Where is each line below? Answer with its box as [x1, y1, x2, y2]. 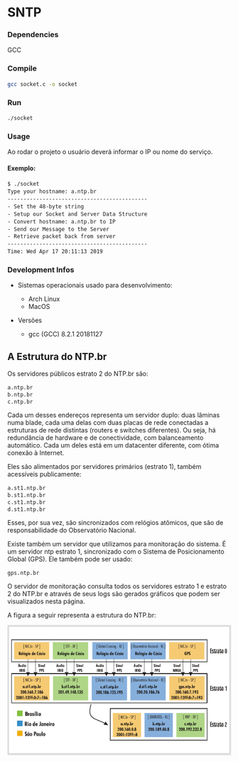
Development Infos [7, 265, 75, 275]
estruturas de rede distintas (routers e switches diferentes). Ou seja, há [7, 426, 216, 435]
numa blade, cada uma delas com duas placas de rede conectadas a [7, 418, 209, 427]
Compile [7, 63, 37, 73]
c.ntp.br [7, 398, 33, 406]
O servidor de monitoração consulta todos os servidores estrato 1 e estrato [7, 582, 227, 591]
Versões [17, 316, 43, 324]
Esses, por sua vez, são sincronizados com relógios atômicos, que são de [7, 519, 224, 527]
